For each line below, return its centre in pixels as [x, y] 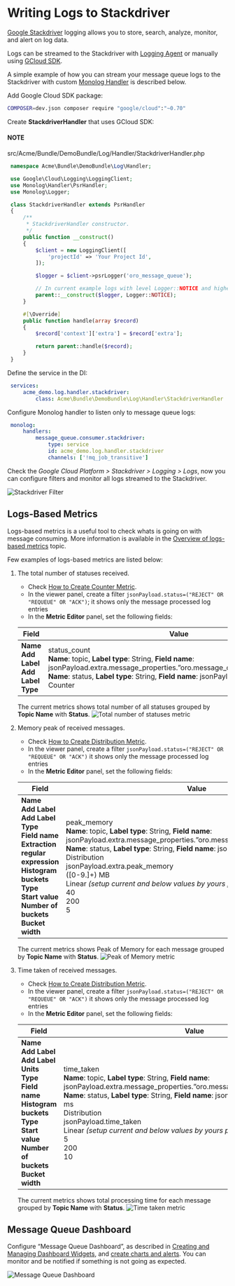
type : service [69, 445]
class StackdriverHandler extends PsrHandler [78, 205]
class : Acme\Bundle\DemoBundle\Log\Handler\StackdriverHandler [129, 399]
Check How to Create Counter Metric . [82, 586]
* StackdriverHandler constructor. [78, 224]
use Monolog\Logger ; [40, 192]
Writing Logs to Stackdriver [88, 13]
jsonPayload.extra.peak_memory [120, 866]
